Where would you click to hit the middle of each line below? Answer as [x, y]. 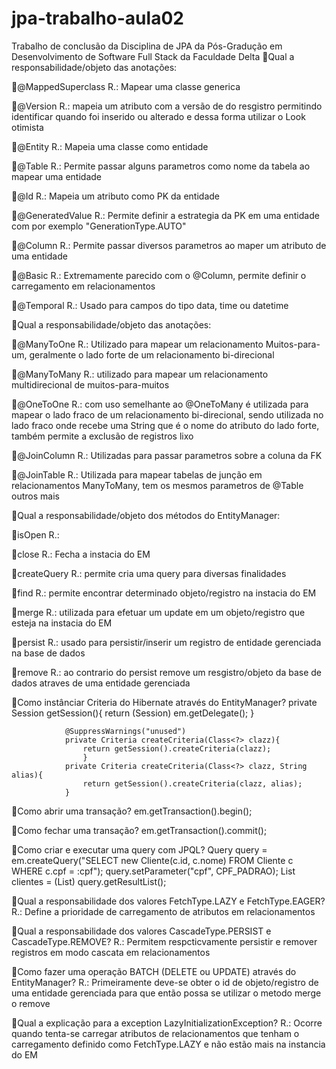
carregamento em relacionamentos [83, 286]
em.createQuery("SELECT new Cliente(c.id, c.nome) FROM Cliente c [152, 860]
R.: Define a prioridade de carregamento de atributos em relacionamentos [163, 911]
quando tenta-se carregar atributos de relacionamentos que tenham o [155, 1033]
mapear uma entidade [56, 176]
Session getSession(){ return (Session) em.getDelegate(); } [133, 713]
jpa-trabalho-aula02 [97, 18]
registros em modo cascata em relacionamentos [111, 952]
